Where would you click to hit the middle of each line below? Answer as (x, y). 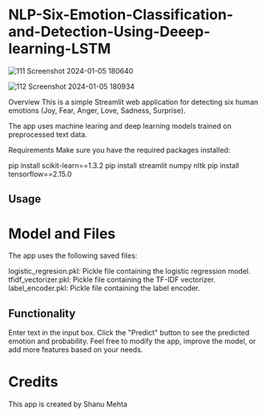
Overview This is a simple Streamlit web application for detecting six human (133, 102)
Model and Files (62, 233)
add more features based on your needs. (76, 350)
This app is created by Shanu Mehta (68, 404)
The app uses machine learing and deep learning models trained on (120, 126)
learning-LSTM (60, 49)
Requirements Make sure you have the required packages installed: (119, 150)
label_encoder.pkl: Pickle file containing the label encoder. (104, 288)
